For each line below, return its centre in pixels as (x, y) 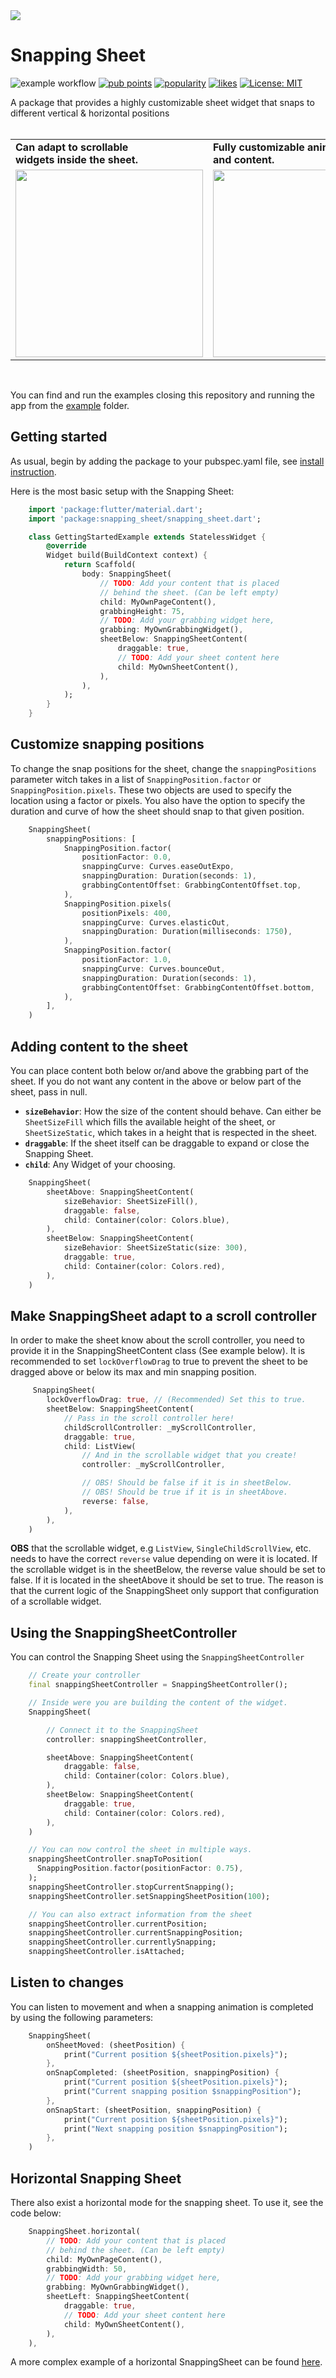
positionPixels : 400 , (126, 913)
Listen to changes (67, 1982)
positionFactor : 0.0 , (126, 857)
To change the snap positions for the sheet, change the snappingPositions (163, 768)
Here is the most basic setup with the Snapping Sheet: (122, 491)
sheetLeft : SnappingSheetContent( (118, 2297)
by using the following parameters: (82, 2017)
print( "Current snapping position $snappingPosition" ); (182, 2092)
